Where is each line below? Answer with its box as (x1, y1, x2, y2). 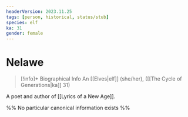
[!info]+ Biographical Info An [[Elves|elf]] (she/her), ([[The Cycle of (20, 75, 182, 82)
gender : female (6, 31, 43, 36)
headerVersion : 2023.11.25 (6, 8, 72, 15)
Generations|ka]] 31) (20, 82, 70, 89)
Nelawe (6, 56, 44, 69)
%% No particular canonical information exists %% (6, 104, 130, 112)
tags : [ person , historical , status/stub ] (6, 14, 109, 20)
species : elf (6, 19, 38, 25)
